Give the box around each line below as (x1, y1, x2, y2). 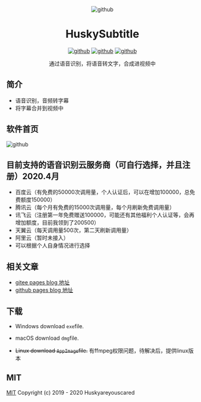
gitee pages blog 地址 (15, 279, 70, 286)
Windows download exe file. (15, 323, 84, 329)
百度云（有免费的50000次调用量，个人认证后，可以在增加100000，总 (15, 188, 190, 196)
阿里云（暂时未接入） (15, 234, 69, 242)
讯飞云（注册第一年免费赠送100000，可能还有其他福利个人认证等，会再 (15, 211, 195, 219)
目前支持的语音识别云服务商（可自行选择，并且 (6, 159, 183, 170)
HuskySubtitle (65, 27, 139, 41)
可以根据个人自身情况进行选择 (15, 242, 90, 249)
